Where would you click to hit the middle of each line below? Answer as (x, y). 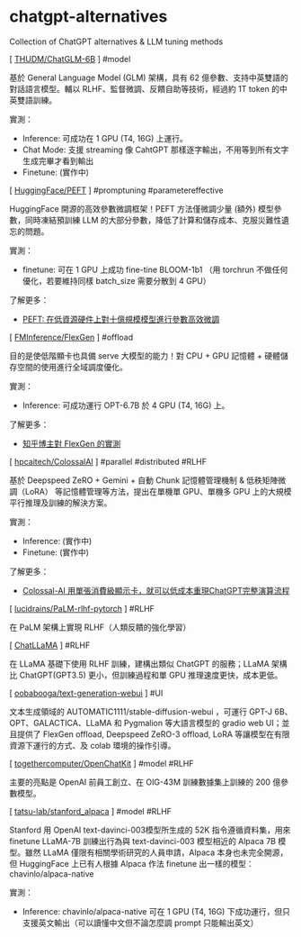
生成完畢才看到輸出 (58, 160)
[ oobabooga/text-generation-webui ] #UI (86, 693)
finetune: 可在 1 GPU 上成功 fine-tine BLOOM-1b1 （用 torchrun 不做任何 (155, 269)
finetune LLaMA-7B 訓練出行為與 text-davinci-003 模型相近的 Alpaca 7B (143, 841)
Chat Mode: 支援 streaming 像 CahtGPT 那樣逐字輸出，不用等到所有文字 (155, 150)
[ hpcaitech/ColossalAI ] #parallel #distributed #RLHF (108, 461)
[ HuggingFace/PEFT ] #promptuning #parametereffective (116, 190)
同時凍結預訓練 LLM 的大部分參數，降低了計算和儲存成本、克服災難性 (153, 220)
